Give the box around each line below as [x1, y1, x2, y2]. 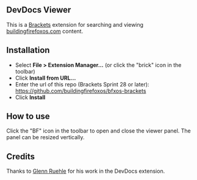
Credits [6, 151, 35, 162]
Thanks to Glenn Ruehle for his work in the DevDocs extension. [6, 167, 165, 175]
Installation [6, 45, 50, 55]
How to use [6, 111, 50, 122]
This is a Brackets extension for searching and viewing [6, 21, 144, 28]
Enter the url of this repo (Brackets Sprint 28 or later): [15, 80, 149, 88]
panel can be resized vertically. [6, 134, 85, 141]
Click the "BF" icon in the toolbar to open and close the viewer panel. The [6, 127, 191, 134]
